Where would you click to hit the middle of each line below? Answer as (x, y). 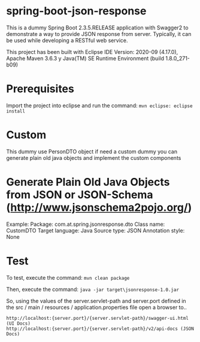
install (16, 111)
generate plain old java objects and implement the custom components (94, 158)
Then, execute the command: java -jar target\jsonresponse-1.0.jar (93, 289)
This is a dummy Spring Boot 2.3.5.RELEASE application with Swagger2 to (97, 28)
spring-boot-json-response (76, 11)
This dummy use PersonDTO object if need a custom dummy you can (92, 152)
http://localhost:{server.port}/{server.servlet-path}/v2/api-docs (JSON (100, 329)
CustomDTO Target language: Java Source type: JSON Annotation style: (96, 230)
